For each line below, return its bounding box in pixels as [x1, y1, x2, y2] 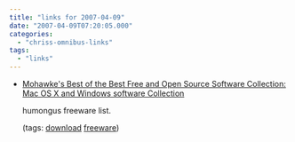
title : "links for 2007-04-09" [9, 12, 125, 22]
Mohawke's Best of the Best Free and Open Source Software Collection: [21, 79, 287, 89]
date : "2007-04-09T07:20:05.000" [9, 21, 133, 30]
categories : [9, 29, 53, 38]
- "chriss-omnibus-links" [17, 37, 114, 47]
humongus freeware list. [21, 106, 112, 115]
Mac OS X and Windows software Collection [21, 88, 185, 99]
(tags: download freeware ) [21, 122, 120, 133]
